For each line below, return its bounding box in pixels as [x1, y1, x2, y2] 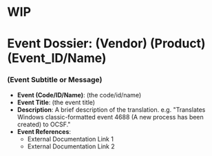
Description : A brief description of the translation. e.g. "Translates [17, 105, 206, 114]
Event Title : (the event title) [17, 98, 95, 106]
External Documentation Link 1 [27, 135, 114, 143]
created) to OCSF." [17, 120, 71, 128]
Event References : [17, 127, 71, 135]
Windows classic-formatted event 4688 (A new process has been [17, 113, 204, 121]
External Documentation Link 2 [27, 142, 115, 150]
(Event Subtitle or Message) [7, 75, 103, 85]
